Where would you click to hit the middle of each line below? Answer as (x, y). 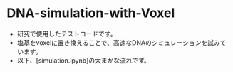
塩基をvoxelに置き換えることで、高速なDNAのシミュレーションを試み (118, 42)
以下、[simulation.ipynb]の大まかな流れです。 (83, 60)
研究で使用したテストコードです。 (67, 34)
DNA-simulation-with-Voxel (91, 13)
